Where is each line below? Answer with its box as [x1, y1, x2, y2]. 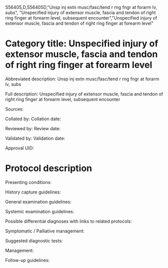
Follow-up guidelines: [5, 257, 50, 263]
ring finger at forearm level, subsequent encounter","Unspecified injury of [5, 15, 157, 21]
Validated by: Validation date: [5, 135, 65, 141]
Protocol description [5, 163, 92, 174]
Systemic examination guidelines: [5, 208, 74, 214]
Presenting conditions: [5, 179, 52, 185]
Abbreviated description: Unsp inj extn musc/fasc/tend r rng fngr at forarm [5, 75, 159, 82]
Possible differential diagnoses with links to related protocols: [5, 218, 132, 224]
